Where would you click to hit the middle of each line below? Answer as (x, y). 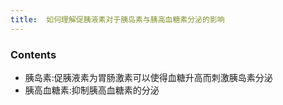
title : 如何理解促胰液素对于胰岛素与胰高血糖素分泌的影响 (117, 19)
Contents (33, 54)
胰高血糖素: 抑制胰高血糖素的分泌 (92, 90)
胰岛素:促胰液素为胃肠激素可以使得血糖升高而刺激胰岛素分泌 (148, 77)
